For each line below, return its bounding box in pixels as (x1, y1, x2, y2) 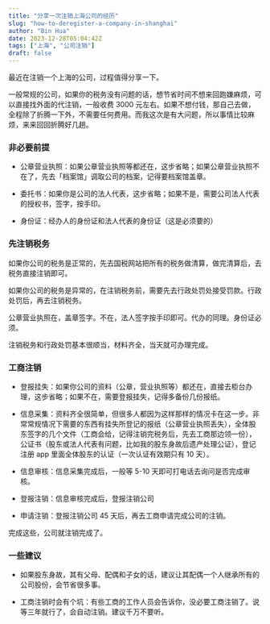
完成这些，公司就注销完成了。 (8, 527, 107, 537)
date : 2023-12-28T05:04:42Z (8, 34, 103, 43)
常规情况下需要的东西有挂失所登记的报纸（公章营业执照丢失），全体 (27, 418, 249, 428)
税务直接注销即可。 (8, 268, 72, 278)
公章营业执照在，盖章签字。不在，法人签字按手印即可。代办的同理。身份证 (8, 312, 255, 322)
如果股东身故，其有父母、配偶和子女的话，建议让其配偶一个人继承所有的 (19, 570, 260, 580)
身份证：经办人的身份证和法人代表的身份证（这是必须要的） (19, 216, 218, 226)
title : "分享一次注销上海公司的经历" (8, 11, 119, 20)
